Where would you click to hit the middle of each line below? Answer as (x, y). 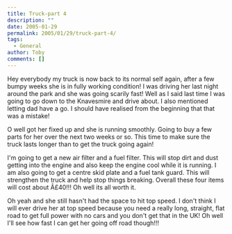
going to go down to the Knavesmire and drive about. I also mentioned (108, 101)
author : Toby (26, 53)
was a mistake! (28, 116)
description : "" (31, 20)
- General (27, 46)
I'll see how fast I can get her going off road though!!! (83, 223)
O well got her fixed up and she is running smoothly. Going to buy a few (110, 129)
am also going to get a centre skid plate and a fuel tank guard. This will (108, 172)
